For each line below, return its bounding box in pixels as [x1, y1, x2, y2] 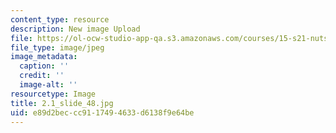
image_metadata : [10, 52, 78, 62]
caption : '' [19, 61, 70, 71]
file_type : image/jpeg [10, 42, 105, 53]
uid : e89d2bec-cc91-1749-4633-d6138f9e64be [10, 107, 195, 118]
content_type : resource [10, 14, 110, 25]
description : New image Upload [10, 24, 141, 34]
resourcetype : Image [10, 89, 97, 99]
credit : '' [19, 71, 65, 81]
